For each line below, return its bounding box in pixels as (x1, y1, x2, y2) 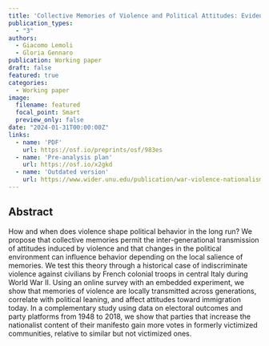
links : (8, 131, 30, 139)
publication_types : (8, 19, 74, 27)
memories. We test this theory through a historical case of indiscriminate (8, 260, 248, 270)
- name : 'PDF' (15, 138, 62, 147)
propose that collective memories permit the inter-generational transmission (8, 235, 259, 244)
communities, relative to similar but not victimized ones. (8, 328, 192, 338)
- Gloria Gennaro (15, 49, 74, 57)
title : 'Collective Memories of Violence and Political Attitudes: (8, 11, 239, 20)
